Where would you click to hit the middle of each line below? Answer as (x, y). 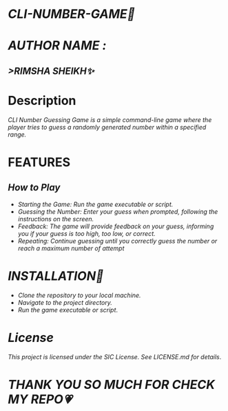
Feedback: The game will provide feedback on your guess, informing (116, 226)
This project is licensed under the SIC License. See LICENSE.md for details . (115, 357)
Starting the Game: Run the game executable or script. (95, 204)
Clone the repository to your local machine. (79, 295)
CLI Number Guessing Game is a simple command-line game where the (110, 119)
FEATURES (39, 162)
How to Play (34, 188)
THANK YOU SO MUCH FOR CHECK (112, 384)
